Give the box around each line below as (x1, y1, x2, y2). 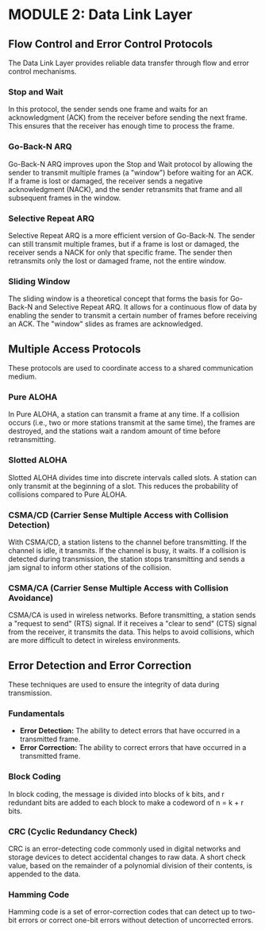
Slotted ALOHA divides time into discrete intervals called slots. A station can (8, 472, 257, 482)
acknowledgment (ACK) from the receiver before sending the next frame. (8, 113, 248, 122)
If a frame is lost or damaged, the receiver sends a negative (8, 176, 204, 186)
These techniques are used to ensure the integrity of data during (8, 680, 220, 689)
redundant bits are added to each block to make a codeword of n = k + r (8, 798, 244, 807)
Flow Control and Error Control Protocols (8, 37, 213, 51)
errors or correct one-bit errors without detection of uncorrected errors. (18, 915, 254, 925)
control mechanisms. (8, 67, 77, 76)
